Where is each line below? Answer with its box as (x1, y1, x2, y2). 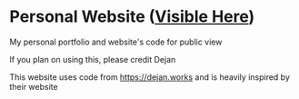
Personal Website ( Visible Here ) (9, 6, 255, 27)
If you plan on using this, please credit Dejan (9, 54, 176, 64)
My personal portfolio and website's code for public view (9, 36, 223, 47)
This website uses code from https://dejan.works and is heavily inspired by (9, 71, 291, 83)
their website (9, 81, 58, 92)
